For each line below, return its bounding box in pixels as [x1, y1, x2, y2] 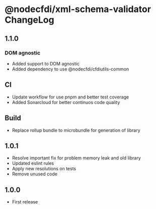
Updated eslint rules [12, 160, 54, 166]
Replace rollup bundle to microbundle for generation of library [12, 127, 140, 133]
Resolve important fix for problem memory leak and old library [12, 155, 141, 161]
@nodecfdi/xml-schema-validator [5, 4, 151, 15]
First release [12, 199, 38, 205]
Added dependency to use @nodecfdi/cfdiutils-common [12, 66, 129, 72]
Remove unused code [12, 171, 57, 177]
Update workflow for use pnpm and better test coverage [12, 94, 129, 100]
